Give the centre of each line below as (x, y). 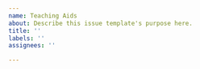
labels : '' (27, 38)
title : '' (25, 30)
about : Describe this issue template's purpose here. (101, 23)
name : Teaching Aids (43, 16)
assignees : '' (32, 46)
